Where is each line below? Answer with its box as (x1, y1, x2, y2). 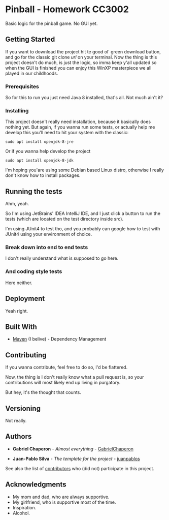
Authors (5, 432, 32, 441)
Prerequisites (5, 83, 39, 90)
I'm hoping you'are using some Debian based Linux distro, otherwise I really (5, 167, 164, 173)
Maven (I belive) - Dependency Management (12, 336, 107, 342)
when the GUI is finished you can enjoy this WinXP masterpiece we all (5, 65, 152, 71)
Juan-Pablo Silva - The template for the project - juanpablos (12, 455, 141, 462)
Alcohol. (12, 510, 30, 516)
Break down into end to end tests (5, 244, 88, 251)
